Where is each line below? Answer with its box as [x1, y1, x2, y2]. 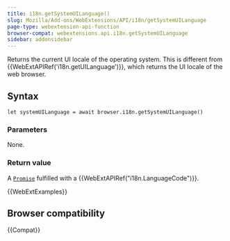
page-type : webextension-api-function [7, 23, 120, 30]
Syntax [7, 90, 39, 102]
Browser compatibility [7, 207, 106, 219]
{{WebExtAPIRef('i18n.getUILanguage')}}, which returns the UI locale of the [7, 63, 223, 71]
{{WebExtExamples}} [7, 187, 68, 196]
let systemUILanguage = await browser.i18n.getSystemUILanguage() [7, 109, 204, 116]
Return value [7, 158, 51, 168]
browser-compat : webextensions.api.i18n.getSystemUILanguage [7, 29, 188, 37]
